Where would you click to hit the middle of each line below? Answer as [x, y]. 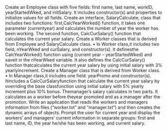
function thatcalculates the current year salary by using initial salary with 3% [84, 65]
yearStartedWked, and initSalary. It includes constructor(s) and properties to [84, 12]
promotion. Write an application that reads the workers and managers [77, 102]
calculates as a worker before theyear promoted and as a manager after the [83, 97]
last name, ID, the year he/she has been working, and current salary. [75, 123]
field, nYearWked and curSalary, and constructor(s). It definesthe [72, 49]
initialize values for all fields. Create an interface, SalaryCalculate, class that [83, 18]
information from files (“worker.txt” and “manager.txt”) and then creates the [83, 107]
